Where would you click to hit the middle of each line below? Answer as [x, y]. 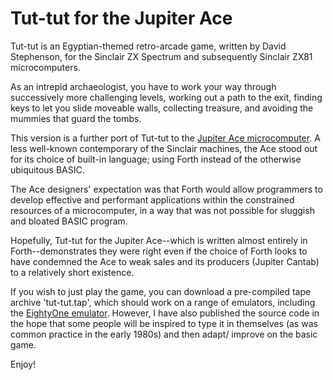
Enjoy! [23, 364]
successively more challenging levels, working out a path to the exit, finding [166, 97]
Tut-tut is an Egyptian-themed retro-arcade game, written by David [148, 46]
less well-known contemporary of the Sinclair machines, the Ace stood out [164, 148]
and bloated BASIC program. [69, 221]
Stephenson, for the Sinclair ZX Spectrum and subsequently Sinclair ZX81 [161, 56]
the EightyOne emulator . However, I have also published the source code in [165, 313]
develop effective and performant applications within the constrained [152, 199]
